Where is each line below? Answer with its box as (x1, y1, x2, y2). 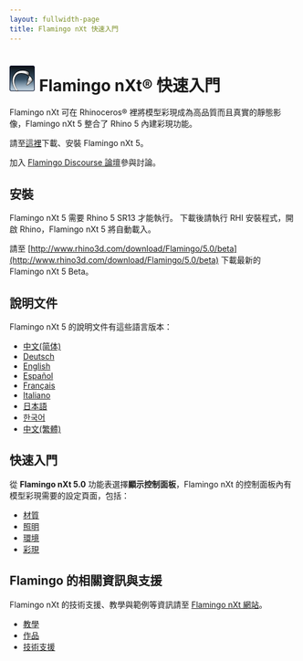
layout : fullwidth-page (9, 15, 100, 24)
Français (22, 380, 56, 392)
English (22, 361, 51, 372)
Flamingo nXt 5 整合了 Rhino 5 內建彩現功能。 (25, 119, 198, 130)
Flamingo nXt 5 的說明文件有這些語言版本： (9, 321, 172, 332)
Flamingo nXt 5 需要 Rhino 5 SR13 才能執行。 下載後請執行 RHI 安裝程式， (9, 213, 286, 224)
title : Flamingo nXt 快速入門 (9, 24, 119, 34)
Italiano (22, 390, 51, 401)
